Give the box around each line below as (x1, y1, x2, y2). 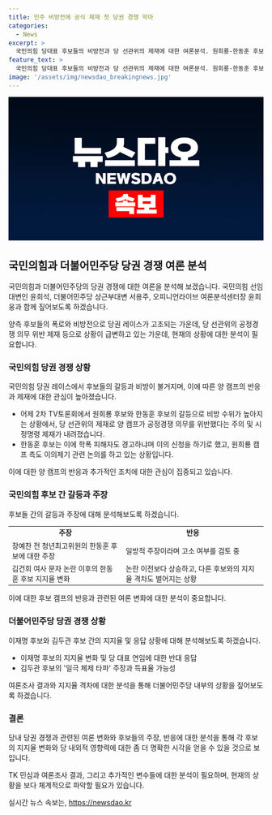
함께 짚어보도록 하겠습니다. (23, 302, 108, 312)
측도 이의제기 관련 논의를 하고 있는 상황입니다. (28, 450, 174, 459)
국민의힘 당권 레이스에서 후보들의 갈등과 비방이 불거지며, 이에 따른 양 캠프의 (8, 382, 246, 391)
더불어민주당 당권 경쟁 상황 (8, 615, 107, 627)
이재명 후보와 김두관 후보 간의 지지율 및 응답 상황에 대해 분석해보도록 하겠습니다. (8, 636, 261, 645)
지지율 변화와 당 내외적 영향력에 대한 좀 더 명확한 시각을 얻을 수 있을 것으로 (16, 743, 253, 752)
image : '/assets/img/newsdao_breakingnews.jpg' (8, 73, 172, 81)
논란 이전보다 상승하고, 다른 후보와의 (125, 563, 240, 573)
